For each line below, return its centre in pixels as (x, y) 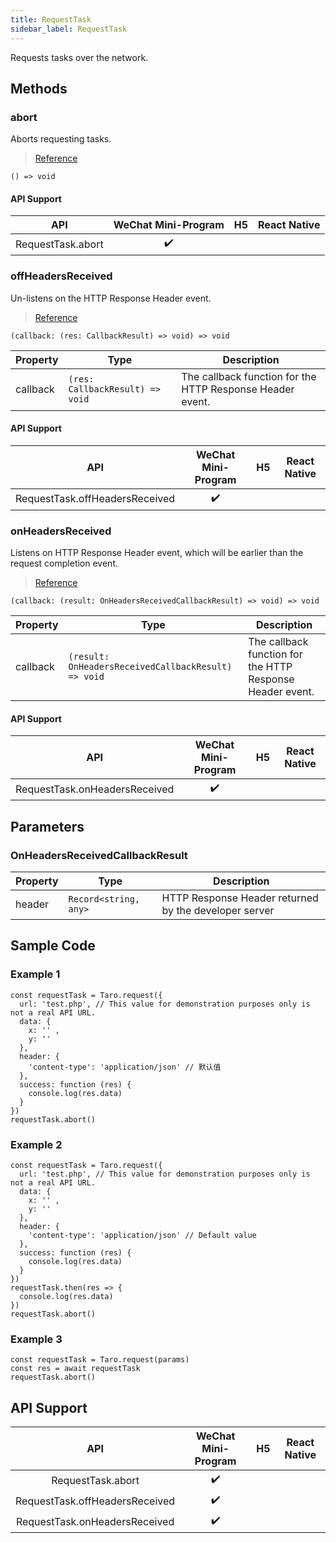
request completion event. (64, 563)
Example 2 (36, 1144)
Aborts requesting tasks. (61, 139)
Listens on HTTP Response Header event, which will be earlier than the (157, 553)
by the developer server (218, 911)
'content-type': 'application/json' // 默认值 (125, 1067)
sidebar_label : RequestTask (69, 29)
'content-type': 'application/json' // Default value (142, 1236)
